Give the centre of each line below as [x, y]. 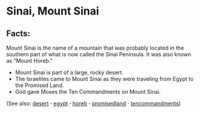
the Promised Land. [39, 85]
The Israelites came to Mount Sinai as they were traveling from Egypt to [104, 79]
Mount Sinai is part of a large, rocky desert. [69, 73]
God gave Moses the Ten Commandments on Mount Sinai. [88, 92]
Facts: [18, 34]
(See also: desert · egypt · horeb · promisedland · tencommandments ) [94, 103]
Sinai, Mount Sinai [53, 11]
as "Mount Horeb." [29, 61]
